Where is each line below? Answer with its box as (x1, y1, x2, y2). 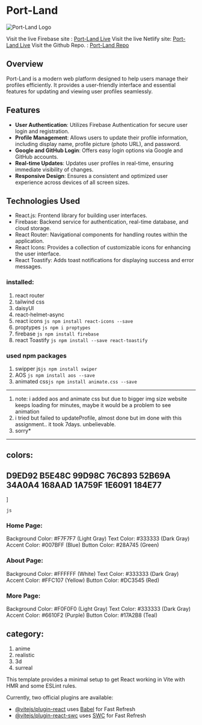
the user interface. (14, 250, 61, 257)
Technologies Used (6, 196, 80, 206)
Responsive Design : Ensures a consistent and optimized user (14, 172, 168, 179)
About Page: (6, 557, 44, 565)
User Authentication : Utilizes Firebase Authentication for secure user (14, 121, 188, 128)
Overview (6, 59, 44, 69)
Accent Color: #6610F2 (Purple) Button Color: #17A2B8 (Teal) (6, 611, 158, 619)
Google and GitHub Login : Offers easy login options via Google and (14, 147, 183, 154)
